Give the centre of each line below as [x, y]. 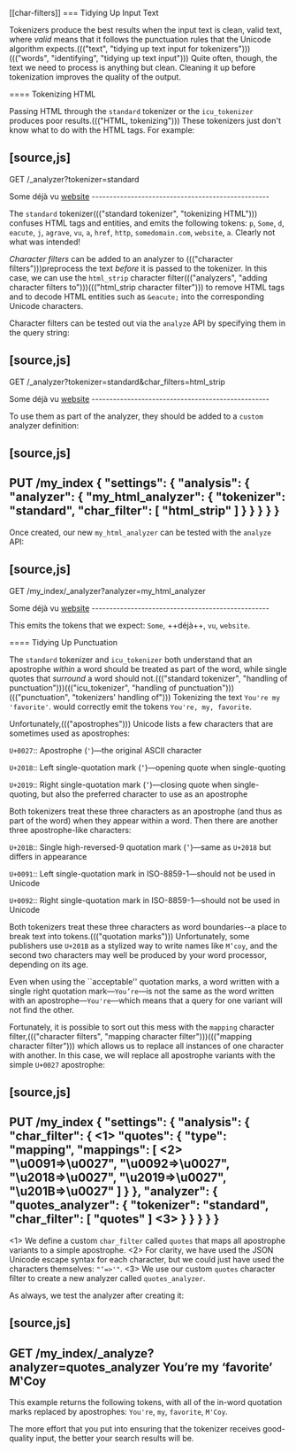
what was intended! [45, 242]
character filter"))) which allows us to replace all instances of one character [147, 1046]
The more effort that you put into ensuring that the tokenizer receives [135, 1429]
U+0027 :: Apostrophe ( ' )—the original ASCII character [106, 750]
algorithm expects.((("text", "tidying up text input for [104, 49]
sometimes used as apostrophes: [70, 733]
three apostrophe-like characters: [70, 830]
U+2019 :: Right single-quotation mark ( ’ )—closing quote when [121, 784]
